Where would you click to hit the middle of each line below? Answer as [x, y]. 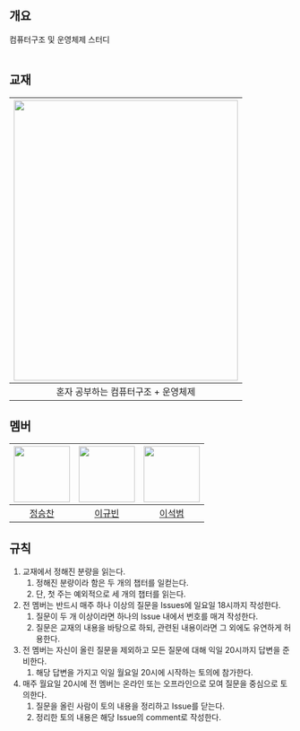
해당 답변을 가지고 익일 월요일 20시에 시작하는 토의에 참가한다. [144, 673]
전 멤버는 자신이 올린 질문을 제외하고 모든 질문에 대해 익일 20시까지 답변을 [151, 650]
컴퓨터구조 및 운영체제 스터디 [60, 39]
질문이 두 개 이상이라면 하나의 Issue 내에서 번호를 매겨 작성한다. [147, 616]
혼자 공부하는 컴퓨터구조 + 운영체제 [126, 391]
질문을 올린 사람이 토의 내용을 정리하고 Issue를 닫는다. [130, 706]
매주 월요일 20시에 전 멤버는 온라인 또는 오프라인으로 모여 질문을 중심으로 [150, 683]
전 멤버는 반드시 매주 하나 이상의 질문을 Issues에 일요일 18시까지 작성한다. [151, 605]
